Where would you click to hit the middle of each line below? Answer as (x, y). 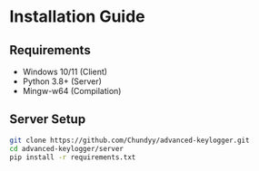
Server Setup (48, 119)
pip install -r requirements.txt (73, 157)
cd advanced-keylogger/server (67, 148)
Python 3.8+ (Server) (62, 81)
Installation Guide (77, 17)
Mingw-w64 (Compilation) (72, 91)
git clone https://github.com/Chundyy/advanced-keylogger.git (129, 140)
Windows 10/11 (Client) (65, 71)
